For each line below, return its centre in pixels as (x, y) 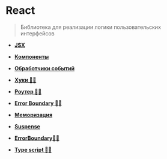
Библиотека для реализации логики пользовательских (91, 27)
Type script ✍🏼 (33, 149)
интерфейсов (37, 33)
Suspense (27, 126)
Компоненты (32, 56)
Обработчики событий (44, 68)
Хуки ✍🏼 (25, 80)
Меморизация (33, 115)
